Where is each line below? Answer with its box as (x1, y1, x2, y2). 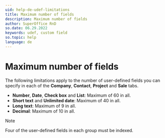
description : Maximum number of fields (5, 16, 88, 21)
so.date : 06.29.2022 (5, 26, 48, 31)
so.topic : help (5, 35, 37, 40)
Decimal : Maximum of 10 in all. (12, 108, 75, 114)
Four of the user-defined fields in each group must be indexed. (5, 127, 134, 133)
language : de (5, 40, 32, 45)
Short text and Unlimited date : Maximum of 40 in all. (12, 97, 121, 103)
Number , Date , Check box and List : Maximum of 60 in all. (12, 92, 131, 98)
